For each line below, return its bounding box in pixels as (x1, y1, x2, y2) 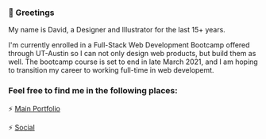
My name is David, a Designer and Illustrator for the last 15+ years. (8, 25, 226, 35)
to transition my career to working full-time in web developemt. (8, 66, 214, 75)
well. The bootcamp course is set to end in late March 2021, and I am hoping (8, 57, 258, 66)
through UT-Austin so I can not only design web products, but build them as (8, 49, 256, 58)
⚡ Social (8, 122, 36, 132)
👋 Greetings (8, 7, 55, 18)
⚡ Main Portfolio (8, 103, 61, 113)
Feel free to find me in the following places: (8, 85, 178, 96)
